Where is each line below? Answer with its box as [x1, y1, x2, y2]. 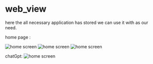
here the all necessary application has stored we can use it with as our [5, 20, 149, 25]
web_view [5, 3, 47, 15]
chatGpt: [5, 53, 23, 59]
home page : [5, 34, 31, 40]
